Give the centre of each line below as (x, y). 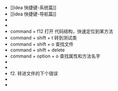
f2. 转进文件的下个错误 (34, 73)
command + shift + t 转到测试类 (43, 38)
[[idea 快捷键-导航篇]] (33, 14)
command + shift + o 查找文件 (42, 44)
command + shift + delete (37, 50)
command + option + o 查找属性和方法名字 (55, 56)
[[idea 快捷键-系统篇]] (33, 7)
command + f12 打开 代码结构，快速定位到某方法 (62, 31)
